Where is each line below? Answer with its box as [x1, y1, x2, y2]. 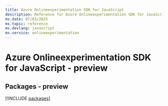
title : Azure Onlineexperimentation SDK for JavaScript [5, 7, 124, 12]
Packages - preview [5, 82, 68, 91]
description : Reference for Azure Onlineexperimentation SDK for [5, 12, 144, 17]
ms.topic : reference [5, 21, 48, 26]
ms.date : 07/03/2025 [5, 16, 48, 21]
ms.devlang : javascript [5, 26, 55, 31]
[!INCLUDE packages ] [5, 96, 50, 101]
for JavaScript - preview [5, 63, 108, 74]
